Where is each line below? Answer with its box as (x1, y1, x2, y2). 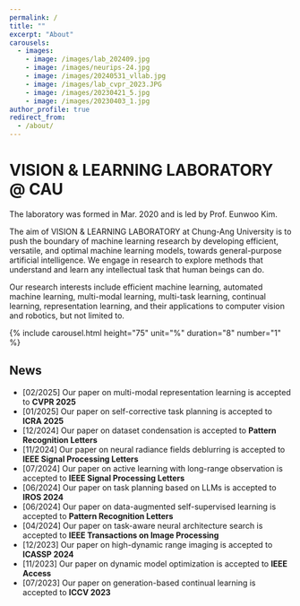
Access (21, 567, 52, 578)
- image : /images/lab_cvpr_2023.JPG (25, 80, 163, 89)
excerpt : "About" (9, 30, 74, 39)
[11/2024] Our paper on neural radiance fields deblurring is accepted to (21, 444, 286, 454)
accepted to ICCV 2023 (21, 586, 111, 597)
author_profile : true (9, 105, 90, 114)
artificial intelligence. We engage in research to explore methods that (9, 255, 264, 265)
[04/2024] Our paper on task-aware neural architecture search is (21, 520, 263, 531)
